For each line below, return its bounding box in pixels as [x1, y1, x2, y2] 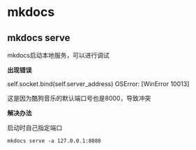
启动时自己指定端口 [7, 124, 63, 132]
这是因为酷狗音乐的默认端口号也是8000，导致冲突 [7, 94, 151, 102]
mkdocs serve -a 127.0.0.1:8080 [7, 137, 101, 144]
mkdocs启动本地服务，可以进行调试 [7, 51, 110, 59]
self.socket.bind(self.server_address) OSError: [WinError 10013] [7, 80, 190, 87]
